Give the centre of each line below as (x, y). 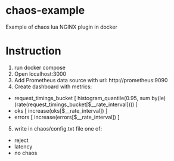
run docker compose (40, 67)
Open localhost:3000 (40, 74)
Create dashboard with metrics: (53, 86)
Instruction (33, 51)
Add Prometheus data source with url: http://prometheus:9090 (91, 80)
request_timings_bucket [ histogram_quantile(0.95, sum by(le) (90, 98)
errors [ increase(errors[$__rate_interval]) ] (67, 117)
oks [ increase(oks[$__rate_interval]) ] (61, 110)
